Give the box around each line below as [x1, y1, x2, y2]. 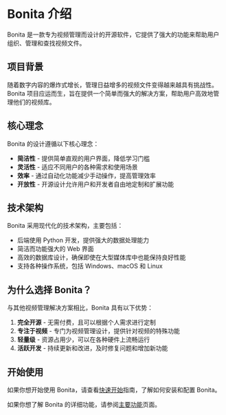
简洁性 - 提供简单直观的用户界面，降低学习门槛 [16, 154, 150, 162]
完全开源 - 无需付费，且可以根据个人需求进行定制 [16, 318, 157, 327]
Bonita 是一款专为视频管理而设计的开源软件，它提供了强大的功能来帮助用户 [7, 30, 220, 39]
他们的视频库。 [12, 98, 56, 106]
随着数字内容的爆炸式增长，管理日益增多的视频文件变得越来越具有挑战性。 [7, 81, 218, 89]
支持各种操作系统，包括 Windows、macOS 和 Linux [16, 262, 163, 270]
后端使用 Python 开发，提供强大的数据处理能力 [16, 236, 150, 244]
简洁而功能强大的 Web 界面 [16, 245, 94, 253]
